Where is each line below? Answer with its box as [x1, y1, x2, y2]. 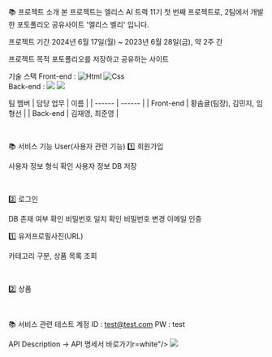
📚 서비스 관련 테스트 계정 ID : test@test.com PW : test [8, 320, 185, 329]
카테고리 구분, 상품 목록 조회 [8, 251, 97, 260]
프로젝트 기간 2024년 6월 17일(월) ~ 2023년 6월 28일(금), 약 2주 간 [8, 37, 223, 46]
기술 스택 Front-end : [8, 71, 76, 81]
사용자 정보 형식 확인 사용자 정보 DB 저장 [8, 161, 137, 170]
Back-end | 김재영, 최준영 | [32, 109, 119, 118]
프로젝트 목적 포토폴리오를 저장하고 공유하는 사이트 [8, 54, 169, 63]
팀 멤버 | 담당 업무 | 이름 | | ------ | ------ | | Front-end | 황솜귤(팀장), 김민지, [8, 98, 255, 108]
